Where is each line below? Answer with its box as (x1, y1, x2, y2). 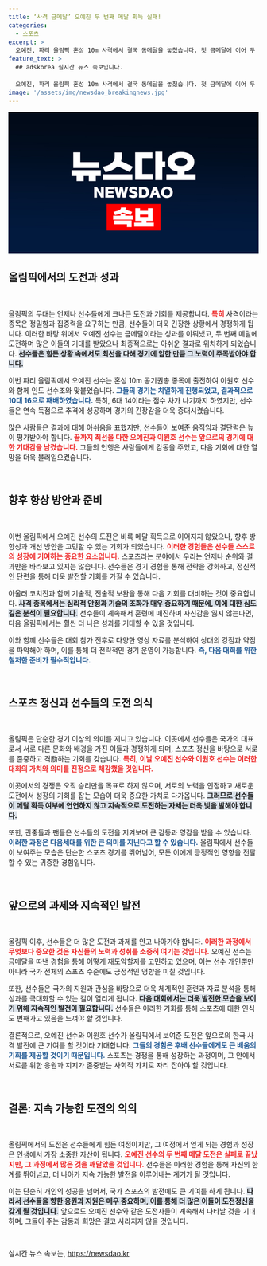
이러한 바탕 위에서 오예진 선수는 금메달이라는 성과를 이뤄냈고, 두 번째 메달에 (25, 328, 258, 338)
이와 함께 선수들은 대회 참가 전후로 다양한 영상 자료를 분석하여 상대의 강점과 (8, 635, 242, 645)
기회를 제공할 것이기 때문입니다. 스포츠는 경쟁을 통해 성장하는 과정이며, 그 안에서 (8, 1051, 256, 1060)
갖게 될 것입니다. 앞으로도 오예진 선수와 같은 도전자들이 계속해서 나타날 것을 (8, 1206, 241, 1216)
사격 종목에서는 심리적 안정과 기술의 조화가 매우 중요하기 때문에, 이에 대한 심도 (18, 598, 257, 607)
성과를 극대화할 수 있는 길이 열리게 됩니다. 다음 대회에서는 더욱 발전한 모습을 (8, 993, 242, 1004)
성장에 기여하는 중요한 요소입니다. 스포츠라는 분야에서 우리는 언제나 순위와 (16, 551, 245, 561)
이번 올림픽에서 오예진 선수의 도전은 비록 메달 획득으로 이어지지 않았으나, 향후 (8, 531, 248, 541)
